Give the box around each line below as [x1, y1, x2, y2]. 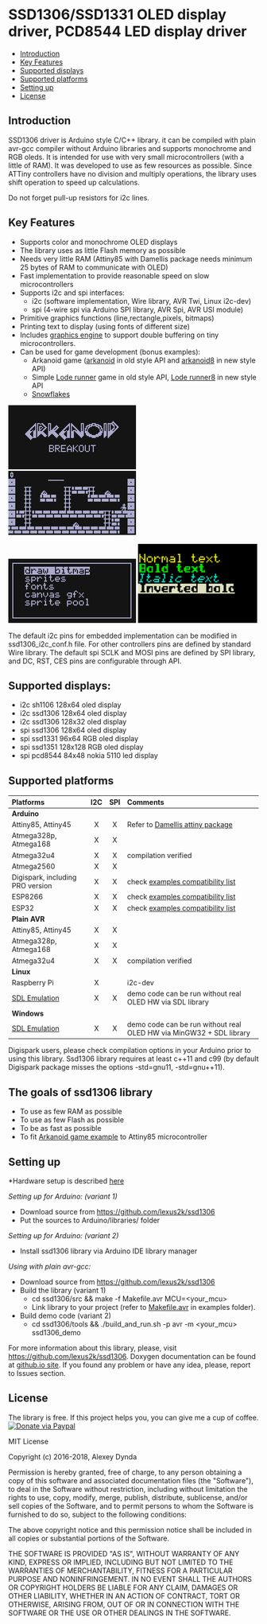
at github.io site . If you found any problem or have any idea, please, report [8, 1360, 251, 1370]
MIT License [8, 1436, 49, 1446]
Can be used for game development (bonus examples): [19, 347, 201, 356]
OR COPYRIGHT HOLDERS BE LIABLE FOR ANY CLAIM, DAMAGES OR [8, 1583, 238, 1592]
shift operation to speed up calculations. [8, 177, 141, 187]
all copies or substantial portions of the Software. [8, 1533, 169, 1543]
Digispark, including [11, 872, 77, 882]
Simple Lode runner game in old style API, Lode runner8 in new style [31, 372, 257, 382]
